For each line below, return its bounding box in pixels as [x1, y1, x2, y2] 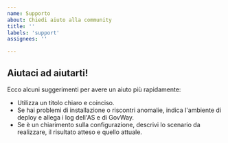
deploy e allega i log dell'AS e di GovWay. [16, 113, 134, 121]
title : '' [7, 23, 36, 30]
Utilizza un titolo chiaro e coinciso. [16, 98, 115, 107]
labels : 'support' [7, 29, 60, 36]
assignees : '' [7, 36, 48, 43]
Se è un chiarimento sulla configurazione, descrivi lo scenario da [16, 120, 201, 129]
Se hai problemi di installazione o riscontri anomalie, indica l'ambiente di [16, 106, 222, 114]
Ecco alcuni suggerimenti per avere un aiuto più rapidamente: [7, 85, 181, 93]
